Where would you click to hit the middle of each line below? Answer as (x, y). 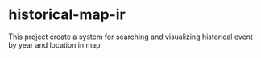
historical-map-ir (67, 15)
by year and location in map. (56, 44)
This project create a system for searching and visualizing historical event (131, 37)
